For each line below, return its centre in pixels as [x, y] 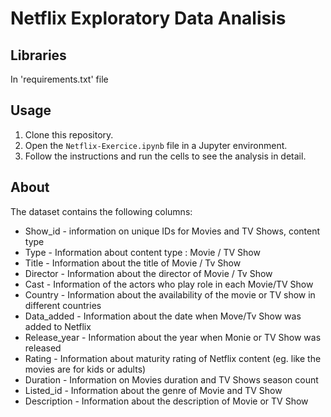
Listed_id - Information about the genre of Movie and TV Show [153, 390]
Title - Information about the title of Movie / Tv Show [133, 263]
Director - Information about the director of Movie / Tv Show [148, 273]
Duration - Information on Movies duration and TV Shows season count [171, 379]
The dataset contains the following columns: [101, 211]
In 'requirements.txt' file [59, 79]
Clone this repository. [69, 134]
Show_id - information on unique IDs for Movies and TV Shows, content [172, 231]
